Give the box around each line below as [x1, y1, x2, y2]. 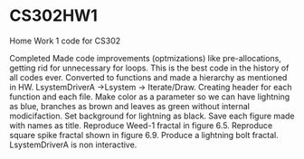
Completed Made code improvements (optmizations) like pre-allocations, [9, 52, 282, 63]
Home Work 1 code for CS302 [9, 35, 121, 46]
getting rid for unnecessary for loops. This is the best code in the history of [9, 62, 290, 73]
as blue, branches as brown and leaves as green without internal [9, 100, 251, 111]
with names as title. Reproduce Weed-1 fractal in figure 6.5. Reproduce [9, 119, 273, 131]
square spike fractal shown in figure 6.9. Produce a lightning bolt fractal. [9, 129, 279, 140]
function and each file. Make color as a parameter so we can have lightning [9, 91, 290, 102]
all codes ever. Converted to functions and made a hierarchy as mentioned [9, 71, 288, 82]
